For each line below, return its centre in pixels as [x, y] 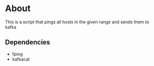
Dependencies [28, 42]
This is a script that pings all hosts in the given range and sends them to [77, 22]
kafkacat [21, 59]
